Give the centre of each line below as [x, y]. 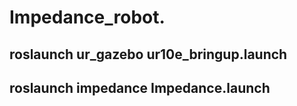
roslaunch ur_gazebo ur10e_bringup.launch [148, 54]
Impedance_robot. [87, 17]
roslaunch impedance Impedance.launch [140, 87]
